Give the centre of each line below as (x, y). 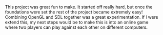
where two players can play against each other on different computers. (76, 27)
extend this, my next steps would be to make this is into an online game (77, 22)
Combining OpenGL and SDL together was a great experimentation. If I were (82, 17)
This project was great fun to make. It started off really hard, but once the (79, 7)
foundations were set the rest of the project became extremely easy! (74, 12)
